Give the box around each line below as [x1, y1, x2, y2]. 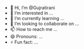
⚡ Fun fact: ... [10, 39, 38, 45]
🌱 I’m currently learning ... [10, 15, 65, 21]
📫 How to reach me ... [10, 26, 58, 32]
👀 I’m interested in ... [10, 10, 53, 16]
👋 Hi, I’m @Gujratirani [10, 5, 55, 10]
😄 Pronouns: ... [10, 33, 43, 39]
